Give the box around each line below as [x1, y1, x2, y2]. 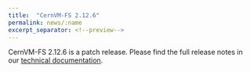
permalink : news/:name [8, 19, 82, 27]
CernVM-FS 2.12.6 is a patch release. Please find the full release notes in [8, 48, 243, 57]
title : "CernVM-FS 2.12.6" [8, 11, 100, 20]
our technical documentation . [8, 56, 104, 65]
